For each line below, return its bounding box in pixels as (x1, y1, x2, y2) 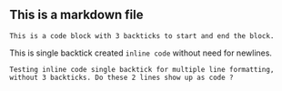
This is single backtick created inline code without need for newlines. (9, 47, 273, 58)
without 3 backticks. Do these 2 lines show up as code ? (9, 73, 234, 82)
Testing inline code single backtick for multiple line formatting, (9, 65, 275, 74)
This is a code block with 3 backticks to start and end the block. (9, 31, 275, 40)
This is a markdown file (9, 7, 144, 23)
